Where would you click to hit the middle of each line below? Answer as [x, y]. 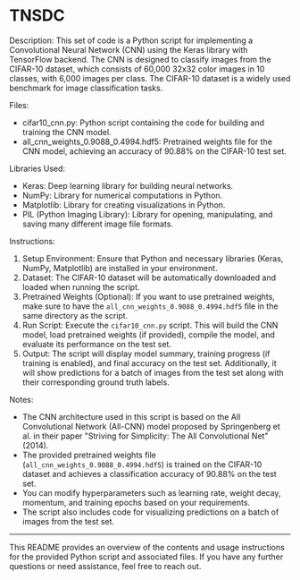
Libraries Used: [37, 168]
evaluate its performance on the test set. [97, 344]
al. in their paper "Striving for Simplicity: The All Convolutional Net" [145, 436]
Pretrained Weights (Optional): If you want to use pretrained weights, [148, 296]
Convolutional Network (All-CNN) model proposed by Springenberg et [151, 426]
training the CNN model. [67, 132]
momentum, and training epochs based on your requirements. [136, 502]
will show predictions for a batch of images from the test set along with [153, 372]
